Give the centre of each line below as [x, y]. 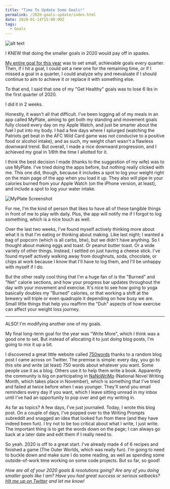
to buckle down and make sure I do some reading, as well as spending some [85, 455]
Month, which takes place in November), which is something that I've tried [83, 381]
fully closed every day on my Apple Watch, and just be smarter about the [81, 125]
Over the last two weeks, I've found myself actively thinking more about [80, 229]
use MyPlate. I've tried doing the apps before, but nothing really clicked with [85, 167]
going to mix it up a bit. [29, 345]
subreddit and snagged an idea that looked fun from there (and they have [82, 418]
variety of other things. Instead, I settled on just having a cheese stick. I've [83, 251]
